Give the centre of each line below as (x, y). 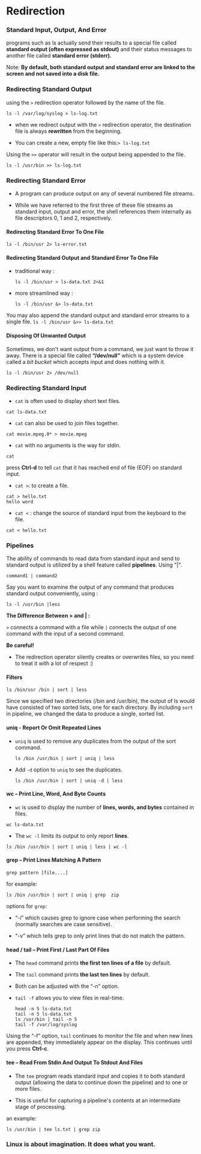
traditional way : (35, 271)
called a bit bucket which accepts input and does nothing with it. (86, 361)
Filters (14, 677)
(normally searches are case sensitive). (63, 924)
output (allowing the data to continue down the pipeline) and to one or (101, 1082)
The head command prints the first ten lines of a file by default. (93, 963)
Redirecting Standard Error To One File (55, 232)
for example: (22, 884)
